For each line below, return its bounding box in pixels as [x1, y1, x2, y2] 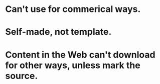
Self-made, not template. [5, 26, 112, 38]
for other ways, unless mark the [5, 60, 140, 71]
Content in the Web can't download [5, 49, 155, 60]
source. [5, 70, 38, 82]
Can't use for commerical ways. [5, 3, 141, 15]
